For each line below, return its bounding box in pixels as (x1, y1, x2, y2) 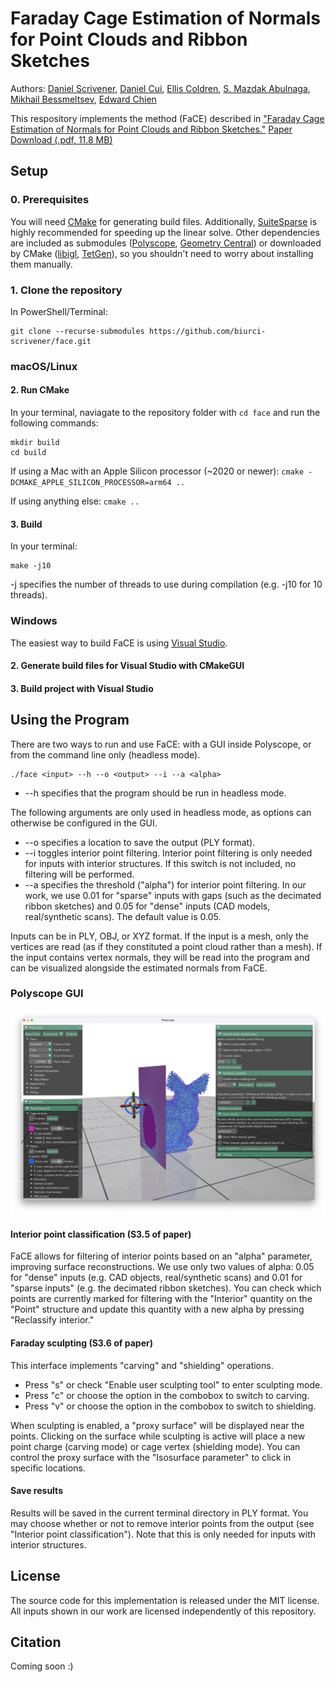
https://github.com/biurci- (148, 326, 267, 336)
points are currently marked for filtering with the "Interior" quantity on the (10, 1293, 313, 1305)
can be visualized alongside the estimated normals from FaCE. (10, 962, 268, 974)
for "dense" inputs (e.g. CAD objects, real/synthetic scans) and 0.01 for (10, 1272, 303, 1284)
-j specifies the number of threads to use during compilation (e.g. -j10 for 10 (10, 578, 323, 591)
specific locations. (10, 1462, 86, 1474)
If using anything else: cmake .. (10, 495, 140, 507)
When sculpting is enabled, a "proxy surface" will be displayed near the (10, 1419, 305, 1431)
